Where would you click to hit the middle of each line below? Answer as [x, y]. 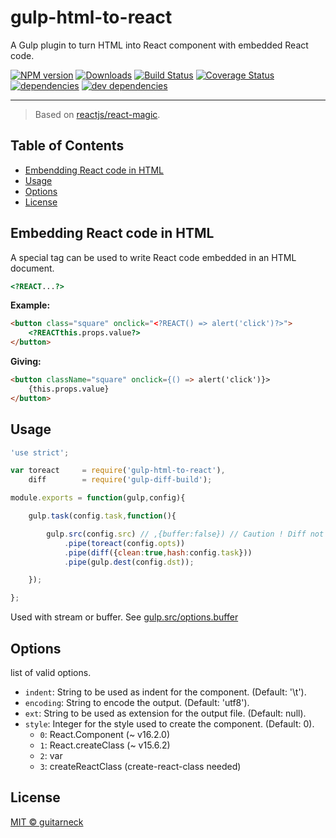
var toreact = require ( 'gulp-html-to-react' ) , [118, 471]
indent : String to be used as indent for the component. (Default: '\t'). [165, 692]
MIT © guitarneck [47, 822]
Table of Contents [67, 146]
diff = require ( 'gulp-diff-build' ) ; [120, 480]
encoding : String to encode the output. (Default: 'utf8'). [137, 702]
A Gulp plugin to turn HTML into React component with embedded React [159, 45]
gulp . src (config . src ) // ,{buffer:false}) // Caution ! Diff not [185, 534]
